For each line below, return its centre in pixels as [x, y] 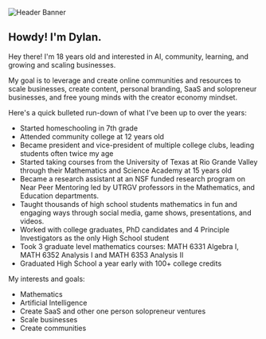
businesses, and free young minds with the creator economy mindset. [123, 97]
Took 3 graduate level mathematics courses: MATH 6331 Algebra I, [129, 246]
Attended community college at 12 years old [92, 136]
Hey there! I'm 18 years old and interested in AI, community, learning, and [129, 56]
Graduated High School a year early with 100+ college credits [121, 263]
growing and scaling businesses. [62, 64]
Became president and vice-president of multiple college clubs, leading [137, 145]
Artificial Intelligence [53, 302]
